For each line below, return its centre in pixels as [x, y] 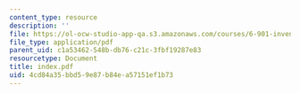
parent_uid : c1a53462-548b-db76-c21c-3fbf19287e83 [105, 50]
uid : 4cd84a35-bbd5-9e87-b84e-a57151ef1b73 [92, 75]
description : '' [39, 26]
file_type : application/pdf [62, 42]
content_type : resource [54, 17]
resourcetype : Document [54, 58]
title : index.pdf [42, 67]
